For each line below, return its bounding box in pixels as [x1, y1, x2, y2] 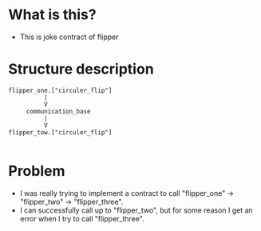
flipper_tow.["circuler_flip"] [8, 128, 113, 137]
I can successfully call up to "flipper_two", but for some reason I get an [19, 205, 253, 215]
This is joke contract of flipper [19, 32, 119, 42]
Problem [8, 162, 65, 181]
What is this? [8, 6, 97, 24]
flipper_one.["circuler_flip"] [8, 86, 113, 94]
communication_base [26, 107, 91, 115]
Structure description [8, 60, 154, 78]
